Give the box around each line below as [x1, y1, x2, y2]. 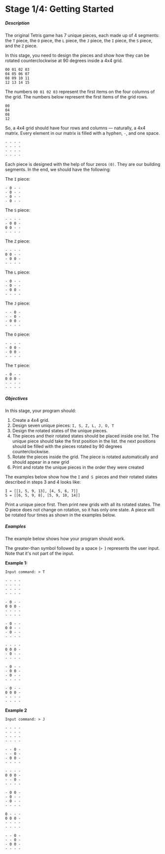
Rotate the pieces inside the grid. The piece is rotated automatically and [12, 454, 159, 460]
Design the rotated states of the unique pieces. [12, 428, 108, 434]
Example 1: [5, 560, 28, 566]
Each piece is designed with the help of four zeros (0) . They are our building [5, 161, 161, 167]
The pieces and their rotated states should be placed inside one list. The [12, 433, 159, 439]
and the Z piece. [5, 43, 38, 49]
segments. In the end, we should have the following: [5, 166, 111, 173]
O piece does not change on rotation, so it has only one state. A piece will [5, 507, 155, 513]
